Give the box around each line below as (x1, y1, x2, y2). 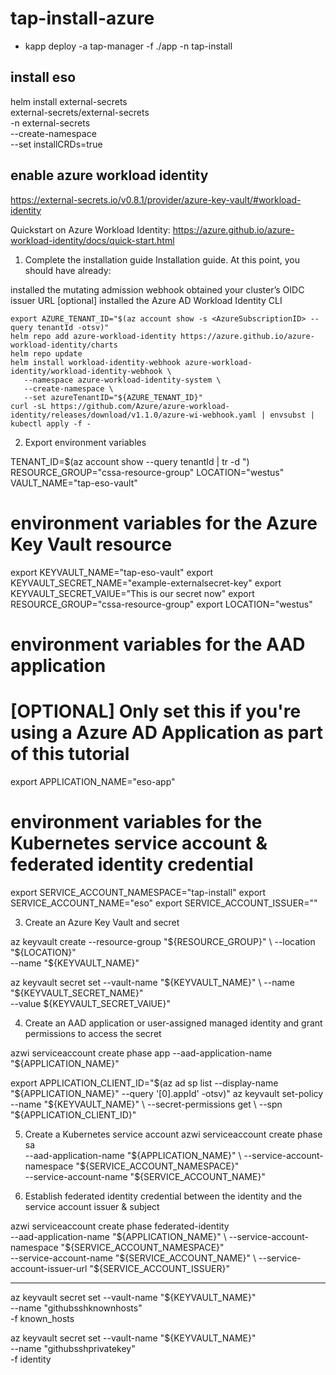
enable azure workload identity (10, 167, 209, 184)
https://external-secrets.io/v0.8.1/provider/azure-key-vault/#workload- (10, 193, 302, 206)
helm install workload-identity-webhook (10, 357, 182, 367)
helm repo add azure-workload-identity (10, 331, 177, 341)
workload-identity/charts (10, 340, 118, 350)
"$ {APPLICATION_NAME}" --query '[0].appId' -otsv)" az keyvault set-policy (10, 1087, 324, 1099)
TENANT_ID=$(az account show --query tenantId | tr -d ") (10, 455, 250, 467)
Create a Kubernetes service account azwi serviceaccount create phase (24, 1128, 323, 1140)
